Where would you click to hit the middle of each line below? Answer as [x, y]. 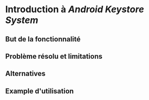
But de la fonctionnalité [43, 39]
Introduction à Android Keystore [75, 9]
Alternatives [26, 74]
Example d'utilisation [40, 91]
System [22, 20]
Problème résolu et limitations [54, 56]
